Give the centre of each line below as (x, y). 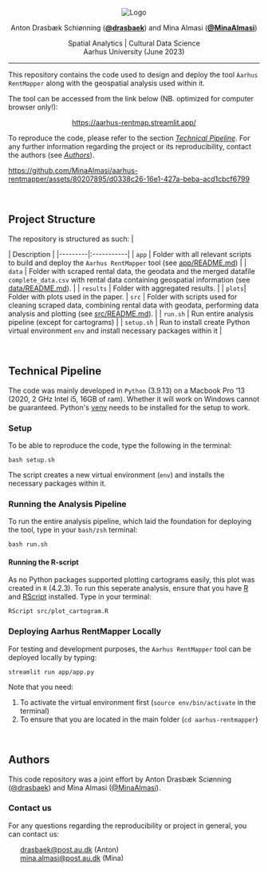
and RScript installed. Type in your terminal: (80, 597)
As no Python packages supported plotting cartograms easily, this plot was (132, 580)
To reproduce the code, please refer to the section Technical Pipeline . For (129, 138)
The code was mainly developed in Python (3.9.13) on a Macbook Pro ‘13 (127, 390)
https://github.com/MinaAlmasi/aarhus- (73, 170)
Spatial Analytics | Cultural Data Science (134, 43)
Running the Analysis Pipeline (67, 504)
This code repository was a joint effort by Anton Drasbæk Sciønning (120, 779)
